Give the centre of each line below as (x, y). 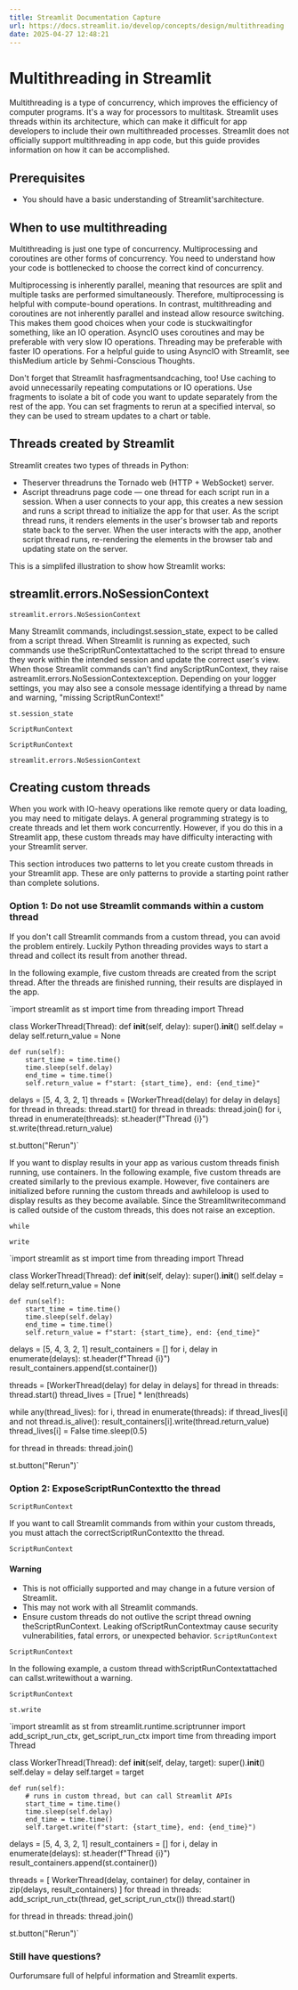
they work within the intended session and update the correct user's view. (145, 659)
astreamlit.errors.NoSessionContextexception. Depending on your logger (143, 678)
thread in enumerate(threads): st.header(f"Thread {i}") (109, 1118)
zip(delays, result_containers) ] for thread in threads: (105, 1889)
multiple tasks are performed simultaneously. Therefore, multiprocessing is (147, 294)
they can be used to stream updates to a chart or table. (110, 416)
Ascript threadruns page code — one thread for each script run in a (145, 491)
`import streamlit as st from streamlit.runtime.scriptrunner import (128, 1726)
